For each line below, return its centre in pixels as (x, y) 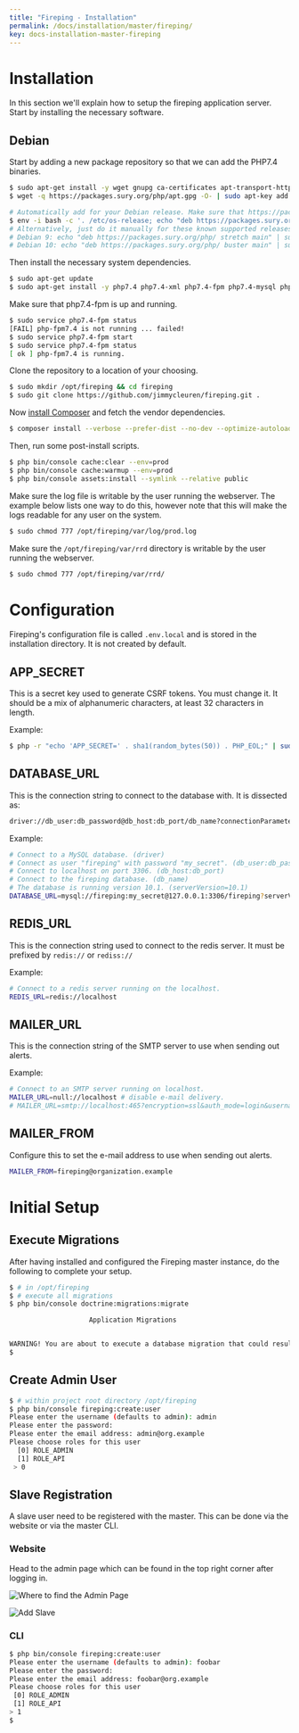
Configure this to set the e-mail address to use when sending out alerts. (141, 1155)
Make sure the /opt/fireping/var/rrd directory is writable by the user (138, 548)
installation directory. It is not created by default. (98, 644)
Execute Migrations (65, 1240)
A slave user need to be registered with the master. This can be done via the (149, 1516)
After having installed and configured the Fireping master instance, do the (145, 1261)
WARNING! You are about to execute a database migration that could (139, 1344)
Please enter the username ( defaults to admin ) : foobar (115, 1662)
